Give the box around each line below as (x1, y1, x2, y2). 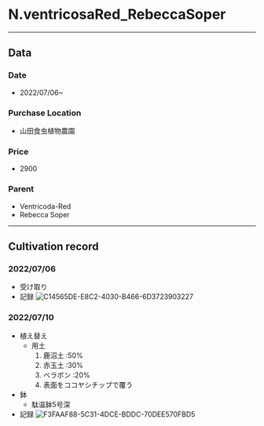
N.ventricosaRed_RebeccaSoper (8, 5, 226, 24)
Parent (8, 184, 35, 195)
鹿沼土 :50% (42, 351, 84, 360)
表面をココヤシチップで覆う (42, 380, 134, 389)
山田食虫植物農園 (19, 126, 75, 135)
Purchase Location (8, 107, 82, 118)
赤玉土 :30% (42, 360, 84, 370)
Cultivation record (8, 239, 99, 253)
